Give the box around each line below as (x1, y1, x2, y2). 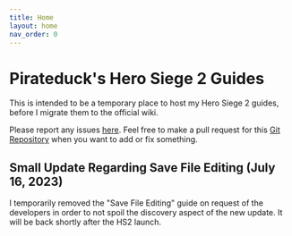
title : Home (9, 13, 54, 22)
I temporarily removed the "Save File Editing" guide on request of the (9, 198, 264, 208)
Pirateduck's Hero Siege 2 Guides (9, 68, 265, 88)
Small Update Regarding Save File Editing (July (9, 160, 276, 175)
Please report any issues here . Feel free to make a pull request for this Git (9, 124, 280, 135)
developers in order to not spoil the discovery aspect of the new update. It (9, 207, 283, 218)
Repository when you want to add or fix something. (9, 134, 199, 145)
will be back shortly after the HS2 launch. (9, 216, 162, 228)
